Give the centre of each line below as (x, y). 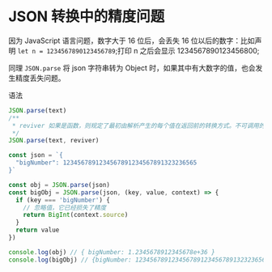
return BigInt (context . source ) (76, 215)
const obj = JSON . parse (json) (59, 185)
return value (38, 230)
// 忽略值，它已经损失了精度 (65, 207)
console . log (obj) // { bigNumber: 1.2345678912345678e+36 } (112, 252)
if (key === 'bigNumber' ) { (63, 200)
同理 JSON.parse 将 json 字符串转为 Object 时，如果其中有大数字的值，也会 (132, 68)
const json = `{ (36, 155)
